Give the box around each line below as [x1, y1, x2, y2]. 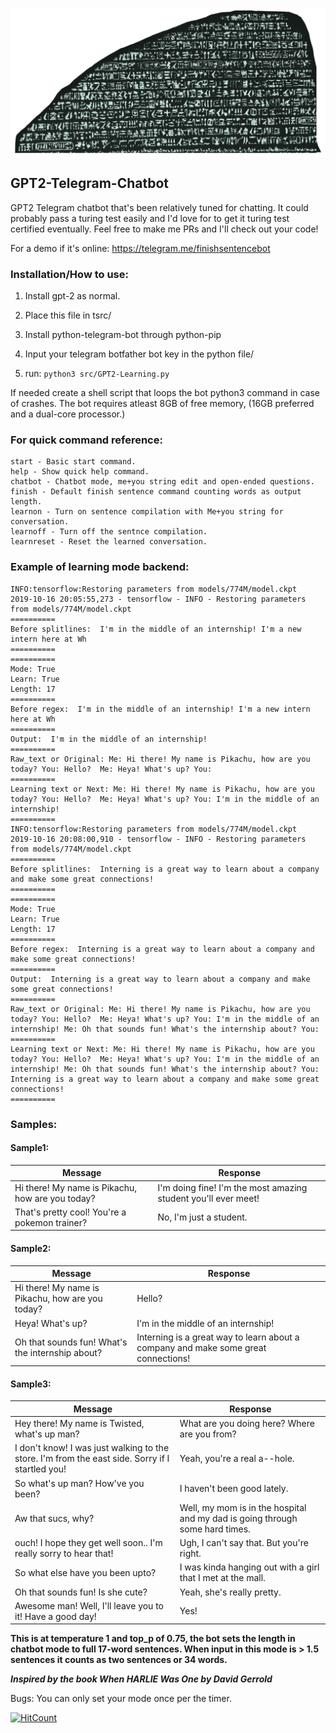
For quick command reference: [10, 433, 163, 447]
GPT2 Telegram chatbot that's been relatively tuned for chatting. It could [10, 201, 309, 213]
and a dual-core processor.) [10, 408, 126, 420]
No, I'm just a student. [157, 1211, 248, 1223]
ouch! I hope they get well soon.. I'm [14, 1537, 163, 1549]
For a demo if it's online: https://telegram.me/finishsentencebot [10, 242, 271, 254]
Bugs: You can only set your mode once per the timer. [10, 1693, 232, 1705]
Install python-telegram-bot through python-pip [24, 329, 222, 341]
